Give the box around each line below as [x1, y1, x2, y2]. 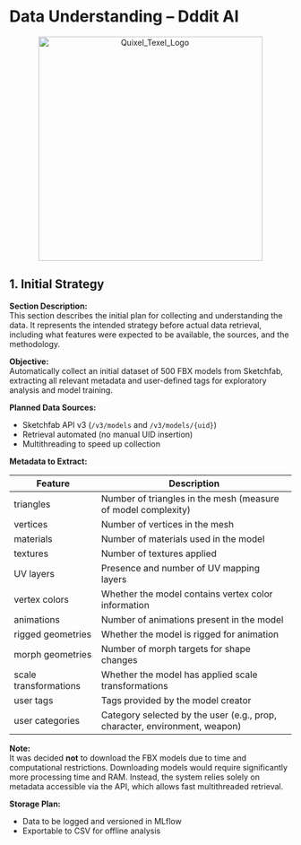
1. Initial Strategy [9, 276, 105, 292]
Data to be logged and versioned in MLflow [21, 815, 182, 826]
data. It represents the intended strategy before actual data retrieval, [9, 319, 262, 330]
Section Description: [9, 301, 88, 311]
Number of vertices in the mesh [101, 518, 235, 530]
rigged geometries [13, 628, 92, 640]
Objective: [9, 356, 49, 367]
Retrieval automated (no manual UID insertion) [21, 429, 193, 440]
